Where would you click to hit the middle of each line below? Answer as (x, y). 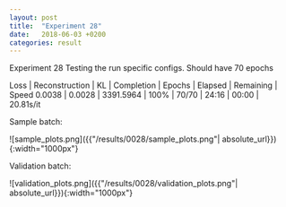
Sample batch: (36, 122)
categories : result (46, 43)
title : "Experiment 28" (56, 26)
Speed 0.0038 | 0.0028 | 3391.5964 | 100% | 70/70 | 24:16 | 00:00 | (134, 95)
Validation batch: (40, 166)
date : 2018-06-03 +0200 (57, 34)
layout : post (34, 17)
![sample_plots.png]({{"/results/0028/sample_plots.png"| (115, 139)
